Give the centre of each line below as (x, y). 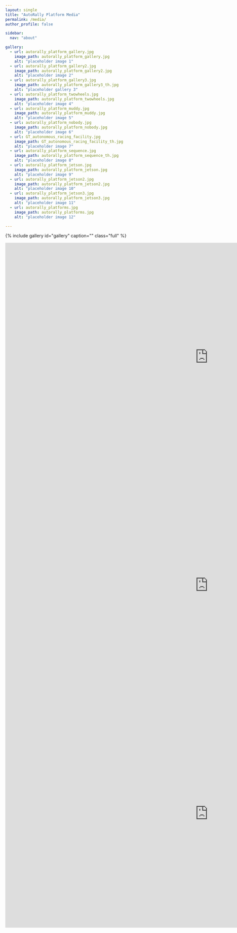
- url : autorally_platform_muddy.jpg (50, 109)
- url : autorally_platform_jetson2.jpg (52, 179)
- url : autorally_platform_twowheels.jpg (54, 94)
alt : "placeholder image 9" (44, 175)
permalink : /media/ (26, 19)
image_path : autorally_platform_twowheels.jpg (64, 99)
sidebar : (14, 33)
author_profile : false (29, 24)
